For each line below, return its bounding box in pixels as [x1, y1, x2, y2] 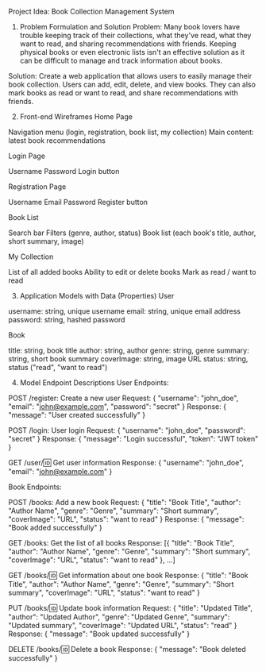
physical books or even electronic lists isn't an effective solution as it [19, 48, 245, 56]
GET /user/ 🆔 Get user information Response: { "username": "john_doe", [8, 458, 245, 467]
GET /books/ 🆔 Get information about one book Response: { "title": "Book [8, 571, 249, 580]
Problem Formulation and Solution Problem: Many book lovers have [19, 22, 241, 31]
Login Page [8, 151, 46, 160]
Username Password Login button [8, 167, 120, 175]
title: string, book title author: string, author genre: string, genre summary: [8, 345, 249, 355]
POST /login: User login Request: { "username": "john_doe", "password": [8, 426, 246, 435]
